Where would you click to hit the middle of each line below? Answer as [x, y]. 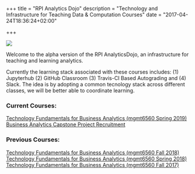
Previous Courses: [33, 140]
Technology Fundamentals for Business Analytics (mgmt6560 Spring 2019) [97, 119]
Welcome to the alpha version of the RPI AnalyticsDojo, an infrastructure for [97, 54]
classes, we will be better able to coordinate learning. [70, 91]
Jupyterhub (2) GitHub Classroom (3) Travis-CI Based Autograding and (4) [96, 78]
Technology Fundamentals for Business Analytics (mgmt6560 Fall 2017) [93, 165]
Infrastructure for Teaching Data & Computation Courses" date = [84, 15]
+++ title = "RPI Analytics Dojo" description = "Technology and [82, 8]
